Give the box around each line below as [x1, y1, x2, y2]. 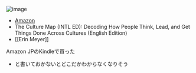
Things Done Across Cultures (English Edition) [14, 29, 128, 36]
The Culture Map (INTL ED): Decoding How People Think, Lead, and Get [14, 24, 191, 30]
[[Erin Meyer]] [14, 36, 49, 42]
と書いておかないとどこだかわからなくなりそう [14, 61, 129, 67]
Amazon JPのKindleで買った [6, 48, 76, 55]
